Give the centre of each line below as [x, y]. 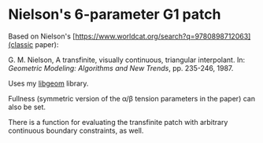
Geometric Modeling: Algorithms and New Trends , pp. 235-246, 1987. [121, 68]
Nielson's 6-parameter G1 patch [115, 15]
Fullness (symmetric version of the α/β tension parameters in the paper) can [132, 98]
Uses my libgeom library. [48, 83]
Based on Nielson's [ [42, 36]
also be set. [27, 107]
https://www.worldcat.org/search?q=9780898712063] [163, 36]
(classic [21, 44]
